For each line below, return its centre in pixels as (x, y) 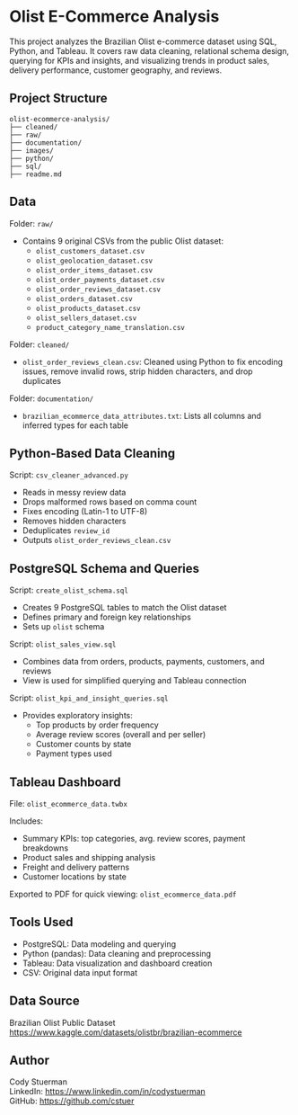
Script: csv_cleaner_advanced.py (69, 475)
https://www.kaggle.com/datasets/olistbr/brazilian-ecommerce (126, 1032)
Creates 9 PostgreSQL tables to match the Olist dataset (124, 608)
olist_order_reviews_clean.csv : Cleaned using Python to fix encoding (153, 361)
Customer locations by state (74, 877)
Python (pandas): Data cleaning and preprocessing (117, 953)
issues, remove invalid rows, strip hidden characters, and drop (137, 371)
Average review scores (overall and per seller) (121, 735)
